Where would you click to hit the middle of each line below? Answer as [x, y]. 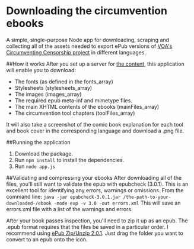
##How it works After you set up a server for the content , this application [96, 64]
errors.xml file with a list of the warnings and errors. [69, 209]
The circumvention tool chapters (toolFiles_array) [75, 113]
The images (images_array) [48, 94]
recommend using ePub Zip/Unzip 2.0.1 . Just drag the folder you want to [95, 233]
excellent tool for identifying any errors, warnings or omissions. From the [95, 190]
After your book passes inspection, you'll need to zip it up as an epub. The [97, 221]
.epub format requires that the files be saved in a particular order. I [87, 227]
